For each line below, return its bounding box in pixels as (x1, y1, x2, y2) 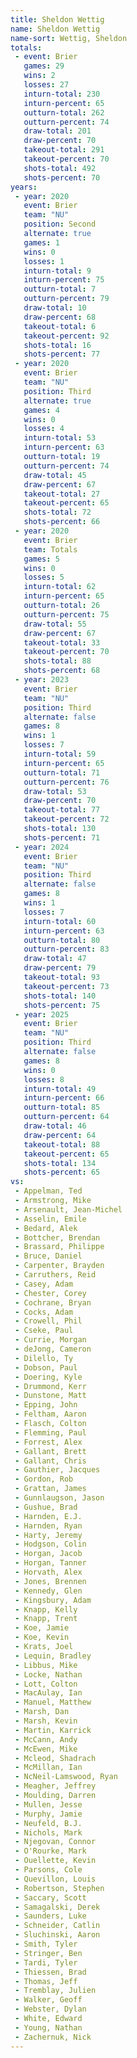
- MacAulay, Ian (14, 1688, 83, 1698)
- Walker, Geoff (14, 1995, 83, 2005)
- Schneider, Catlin (14, 1921, 101, 1931)
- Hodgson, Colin (14, 1539, 87, 1550)
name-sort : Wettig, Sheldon (10, 33, 128, 43)
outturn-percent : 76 (23, 777, 110, 787)
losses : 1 (23, 256, 65, 266)
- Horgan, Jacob (14, 1549, 83, 1559)
